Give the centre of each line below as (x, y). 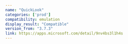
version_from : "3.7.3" (29, 29)
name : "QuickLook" (25, 10)
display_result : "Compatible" (37, 24)
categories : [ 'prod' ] (28, 15)
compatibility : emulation (32, 19)
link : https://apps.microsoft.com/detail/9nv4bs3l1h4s (64, 33)
